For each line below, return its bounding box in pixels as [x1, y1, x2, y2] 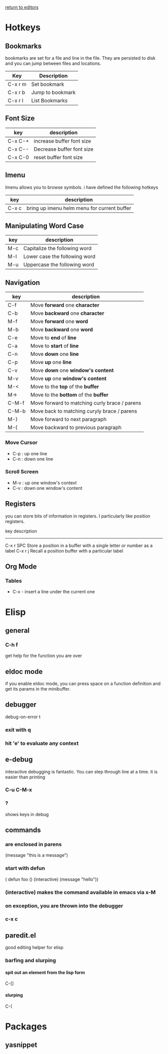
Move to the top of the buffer [30, 383, 99, 390]
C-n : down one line [12, 456, 53, 462]
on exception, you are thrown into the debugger [5, 902, 123, 909]
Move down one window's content [30, 367, 114, 374]
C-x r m [7, 81, 26, 87]
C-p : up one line [12, 450, 47, 456]
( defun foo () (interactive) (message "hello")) [5, 876, 98, 882]
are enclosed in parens [5, 841, 62, 848]
